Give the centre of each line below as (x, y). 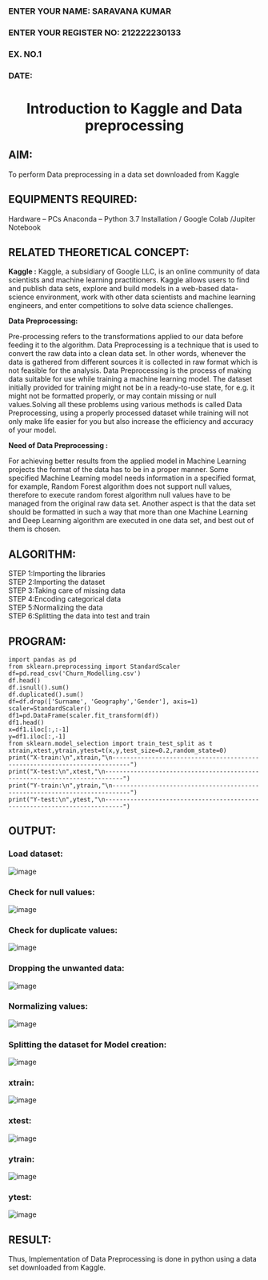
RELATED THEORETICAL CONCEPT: (99, 252)
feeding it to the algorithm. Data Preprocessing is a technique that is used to (134, 345)
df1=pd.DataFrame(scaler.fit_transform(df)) (84, 715)
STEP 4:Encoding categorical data (65, 599)
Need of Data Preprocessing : (58, 446)
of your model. (32, 430)
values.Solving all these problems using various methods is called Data (125, 405)
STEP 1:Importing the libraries (57, 574)
